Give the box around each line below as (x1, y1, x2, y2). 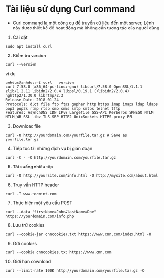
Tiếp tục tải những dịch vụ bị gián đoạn (12, 145, 93, 151)
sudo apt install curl (5, 44, 52, 49)
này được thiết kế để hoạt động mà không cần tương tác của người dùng (12, 25, 160, 30)
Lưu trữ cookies (12, 222, 45, 228)
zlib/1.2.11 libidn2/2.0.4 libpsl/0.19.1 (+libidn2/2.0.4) (5, 88, 130, 94)
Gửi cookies (12, 240, 37, 246)
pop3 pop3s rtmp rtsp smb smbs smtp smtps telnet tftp (5, 106, 121, 111)
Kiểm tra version (12, 53, 46, 58)
